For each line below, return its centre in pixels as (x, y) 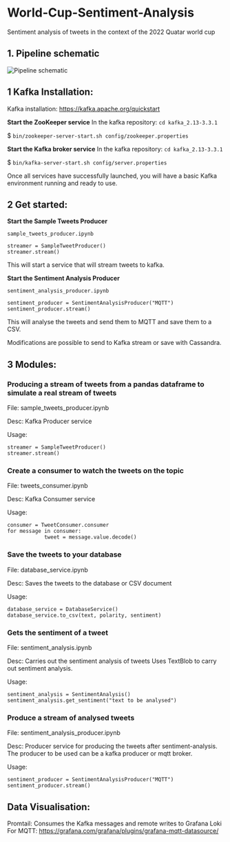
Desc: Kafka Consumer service (51, 499)
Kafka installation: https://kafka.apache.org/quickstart (84, 109)
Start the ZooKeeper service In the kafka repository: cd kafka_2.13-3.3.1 (113, 122)
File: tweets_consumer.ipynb (48, 486)
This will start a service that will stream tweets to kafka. (86, 265)
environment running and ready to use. (62, 183)
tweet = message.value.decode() (90, 537)
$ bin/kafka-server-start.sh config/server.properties (87, 162)
